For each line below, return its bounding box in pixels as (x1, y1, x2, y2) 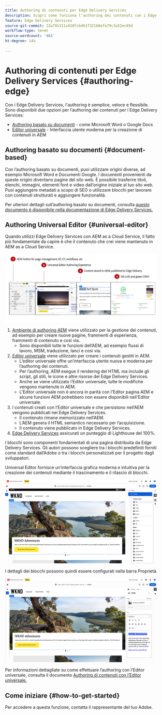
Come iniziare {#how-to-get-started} (5, 691, 120, 699)
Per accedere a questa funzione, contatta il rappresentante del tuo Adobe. (5, 704, 153, 710)
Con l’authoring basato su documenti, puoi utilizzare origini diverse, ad (5, 166, 146, 172)
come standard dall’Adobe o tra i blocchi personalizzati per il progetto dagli (5, 450, 154, 456)
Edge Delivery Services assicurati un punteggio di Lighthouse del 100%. (12, 430, 156, 436)
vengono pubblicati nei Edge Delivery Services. (12, 410, 107, 416)
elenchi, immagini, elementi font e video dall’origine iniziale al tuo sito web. (5, 182, 154, 188)
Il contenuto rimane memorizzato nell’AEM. (19, 415, 105, 421)
